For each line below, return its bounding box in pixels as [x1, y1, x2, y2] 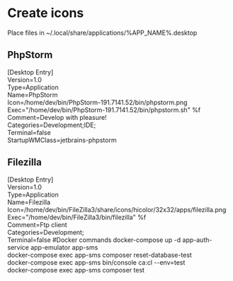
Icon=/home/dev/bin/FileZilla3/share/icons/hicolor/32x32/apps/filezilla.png [7, 205, 227, 214]
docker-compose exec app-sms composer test [7, 265, 145, 274]
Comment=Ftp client [7, 220, 67, 228]
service [7, 243, 30, 251]
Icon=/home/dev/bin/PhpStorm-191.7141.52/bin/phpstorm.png [7, 98, 188, 106]
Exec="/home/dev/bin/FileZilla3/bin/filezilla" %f [7, 213, 147, 221]
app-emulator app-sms [30, 243, 98, 251]
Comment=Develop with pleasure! [7, 113, 108, 121]
